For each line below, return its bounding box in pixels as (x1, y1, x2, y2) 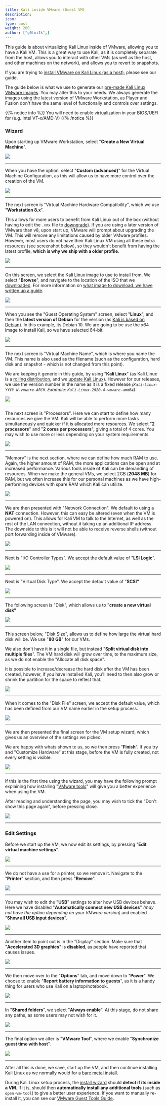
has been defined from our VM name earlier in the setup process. (5, 706, 138, 712)
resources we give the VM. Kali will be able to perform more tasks (5, 416, 139, 422)
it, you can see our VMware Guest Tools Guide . (18, 1095, 115, 1101)
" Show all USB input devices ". (5, 915, 68, 921)
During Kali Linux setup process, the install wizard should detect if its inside (5, 1079, 161, 1085)
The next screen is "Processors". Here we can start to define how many (5, 410, 151, 416)
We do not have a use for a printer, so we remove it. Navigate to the (5, 870, 142, 876)
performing (5, 481, 28, 487)
